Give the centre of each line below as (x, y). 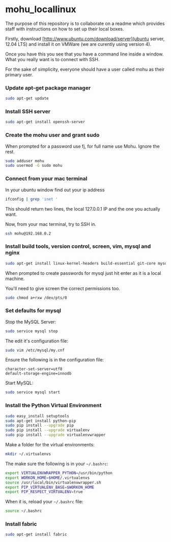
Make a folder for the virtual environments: (50, 445)
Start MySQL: (19, 383)
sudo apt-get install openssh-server (45, 122)
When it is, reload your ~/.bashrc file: (44, 502)
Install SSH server (28, 111)
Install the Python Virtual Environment (53, 406)
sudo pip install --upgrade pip (39, 425)
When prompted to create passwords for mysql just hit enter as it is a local (83, 273)
